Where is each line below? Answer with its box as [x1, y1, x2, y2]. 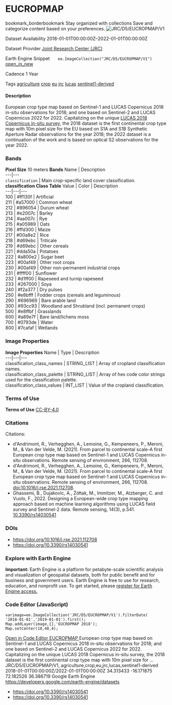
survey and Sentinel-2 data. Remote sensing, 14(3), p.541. [12, 506, 135, 512]
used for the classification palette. [5, 376, 78, 383]
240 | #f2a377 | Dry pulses [5, 287, 63, 293]
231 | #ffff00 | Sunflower [5, 270, 58, 276]
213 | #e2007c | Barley [5, 210, 53, 216]
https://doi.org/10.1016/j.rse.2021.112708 [12, 536, 98, 542]
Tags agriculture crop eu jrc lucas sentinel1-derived [5, 81, 114, 87]
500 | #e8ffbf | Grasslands [5, 309, 62, 315]
